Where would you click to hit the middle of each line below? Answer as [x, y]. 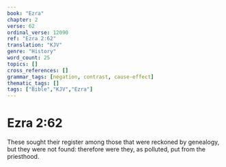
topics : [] [23, 64]
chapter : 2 [23, 20]
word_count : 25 [29, 58]
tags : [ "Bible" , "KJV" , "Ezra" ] [50, 89]
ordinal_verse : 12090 [38, 32]
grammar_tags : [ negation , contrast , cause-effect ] [81, 77]
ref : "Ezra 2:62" [32, 39]
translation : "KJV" [35, 45]
